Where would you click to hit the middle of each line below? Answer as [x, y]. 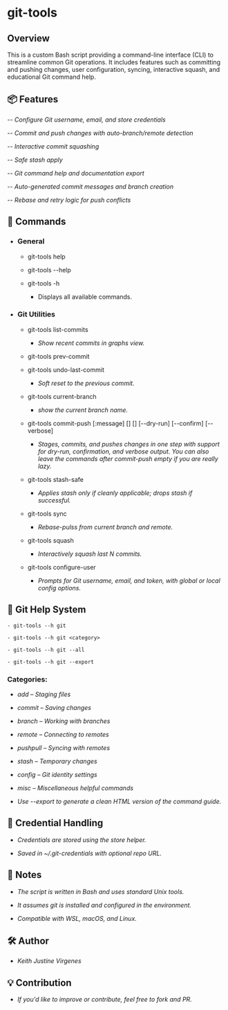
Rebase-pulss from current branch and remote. [105, 527]
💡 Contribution [39, 983]
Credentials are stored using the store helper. [82, 840]
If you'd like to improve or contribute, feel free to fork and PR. [104, 1000]
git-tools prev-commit [58, 356]
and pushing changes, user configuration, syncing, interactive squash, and [113, 69]
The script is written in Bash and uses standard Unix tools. [101, 891]
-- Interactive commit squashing [53, 146]
